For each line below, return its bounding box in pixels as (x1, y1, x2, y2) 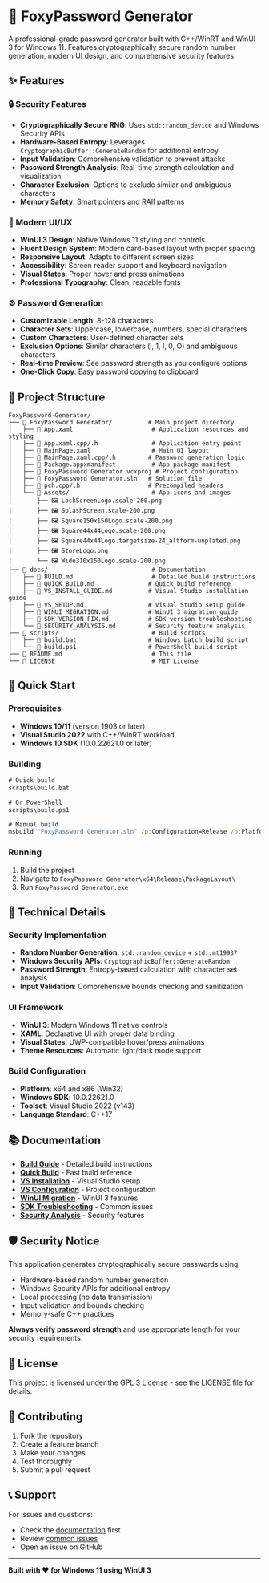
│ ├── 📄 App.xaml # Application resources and (8, 425, 249, 434)
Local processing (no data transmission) (19, 1292, 154, 1302)
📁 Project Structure (8, 390, 106, 404)
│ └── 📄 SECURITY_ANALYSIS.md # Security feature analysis (8, 622, 246, 631)
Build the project (19, 865, 74, 875)
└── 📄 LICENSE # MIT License (8, 657, 199, 665)
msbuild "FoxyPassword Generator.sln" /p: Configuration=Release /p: (8, 828, 242, 836)
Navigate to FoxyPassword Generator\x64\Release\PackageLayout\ (19, 874, 236, 883)
